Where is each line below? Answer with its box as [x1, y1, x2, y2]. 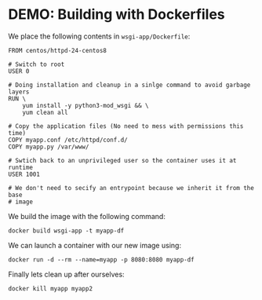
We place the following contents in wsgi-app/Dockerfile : [8, 31, 191, 41]
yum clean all [22, 108, 68, 116]
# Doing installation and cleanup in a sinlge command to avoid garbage [8, 81, 251, 89]
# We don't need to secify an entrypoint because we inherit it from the [8, 184, 255, 192]
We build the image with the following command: [8, 211, 166, 221]
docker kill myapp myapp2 [8, 284, 93, 292]
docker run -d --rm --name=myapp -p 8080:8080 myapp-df [8, 255, 195, 264]
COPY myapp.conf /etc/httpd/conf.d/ [8, 136, 128, 144]
